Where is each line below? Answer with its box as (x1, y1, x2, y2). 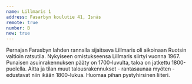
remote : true (6, 19, 38, 25)
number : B (6, 25, 31, 31)
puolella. (6, 65, 27, 72)
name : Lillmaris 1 (6, 8, 51, 15)
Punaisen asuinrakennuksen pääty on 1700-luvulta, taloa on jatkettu (6, 59, 171, 66)
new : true (6, 31, 31, 36)
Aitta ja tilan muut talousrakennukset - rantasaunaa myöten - (28, 65, 175, 72)
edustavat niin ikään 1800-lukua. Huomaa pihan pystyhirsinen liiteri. (6, 72, 170, 79)
